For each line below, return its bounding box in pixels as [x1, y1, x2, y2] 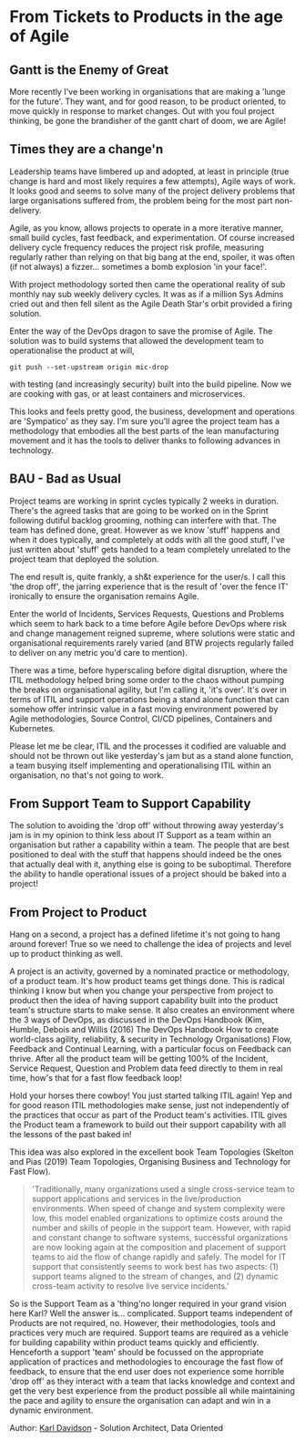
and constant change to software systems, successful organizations [31, 1232, 289, 1243]
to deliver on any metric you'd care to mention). [9, 647, 188, 658]
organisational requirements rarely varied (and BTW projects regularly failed [9, 637, 294, 648]
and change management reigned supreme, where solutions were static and [9, 628, 296, 638]
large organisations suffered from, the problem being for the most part [9, 194, 273, 206]
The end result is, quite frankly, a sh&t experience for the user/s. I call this [9, 571, 286, 582]
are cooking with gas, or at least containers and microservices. [9, 388, 246, 399]
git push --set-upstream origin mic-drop [9, 362, 169, 371]
